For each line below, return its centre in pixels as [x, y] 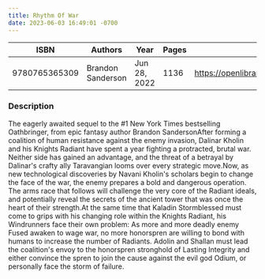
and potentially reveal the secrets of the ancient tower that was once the [126, 199]
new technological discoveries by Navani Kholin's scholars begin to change [131, 174]
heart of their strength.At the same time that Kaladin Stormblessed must [125, 207]
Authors [107, 50]
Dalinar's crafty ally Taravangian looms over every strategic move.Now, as [129, 165]
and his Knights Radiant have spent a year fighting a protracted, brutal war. [130, 149]
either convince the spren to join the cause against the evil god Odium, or [127, 258]
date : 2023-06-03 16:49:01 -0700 [63, 23]
